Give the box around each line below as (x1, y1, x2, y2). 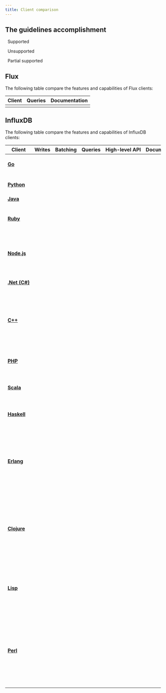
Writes (34, 147, 51, 153)
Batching (55, 147, 77, 153)
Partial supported (7, 58, 43, 64)
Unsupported (7, 48, 35, 54)
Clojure (7, 525, 25, 532)
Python (7, 181, 25, 188)
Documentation (50, 97, 88, 104)
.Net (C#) (7, 279, 30, 286)
